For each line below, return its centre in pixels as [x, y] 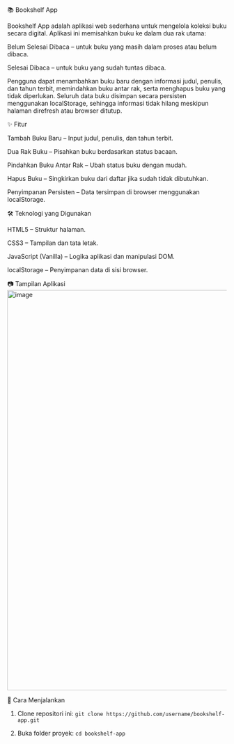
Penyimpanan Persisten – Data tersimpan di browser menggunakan [103, 192]
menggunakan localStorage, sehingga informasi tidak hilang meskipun [108, 103]
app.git [28, 720]
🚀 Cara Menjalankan [36, 700]
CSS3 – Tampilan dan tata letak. [53, 243]
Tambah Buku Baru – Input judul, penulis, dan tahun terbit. [91, 138]
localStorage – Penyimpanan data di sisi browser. [78, 270]
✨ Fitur [17, 124]
